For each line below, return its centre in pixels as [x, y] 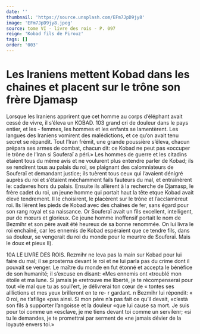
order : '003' [22, 45]
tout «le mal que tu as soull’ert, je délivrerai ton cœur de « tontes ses [90, 286]
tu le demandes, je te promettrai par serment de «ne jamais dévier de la [94, 318]
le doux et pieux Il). [30, 243]
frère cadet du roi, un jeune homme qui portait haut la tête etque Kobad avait [100, 192]
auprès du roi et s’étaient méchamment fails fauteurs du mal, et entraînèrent [99, 180]
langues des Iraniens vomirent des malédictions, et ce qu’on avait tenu [93, 135]
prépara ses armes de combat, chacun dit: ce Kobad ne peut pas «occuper [98, 148]
